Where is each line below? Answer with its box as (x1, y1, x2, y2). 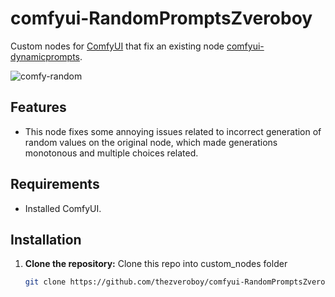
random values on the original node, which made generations (24, 136, 278, 148)
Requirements (10, 176, 100, 193)
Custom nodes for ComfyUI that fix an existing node (10, 40, 225, 52)
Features (10, 99, 67, 116)
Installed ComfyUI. (24, 202, 102, 214)
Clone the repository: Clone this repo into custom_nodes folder (24, 258, 288, 270)
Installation (10, 231, 82, 248)
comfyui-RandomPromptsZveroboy (10, 7, 313, 30)
